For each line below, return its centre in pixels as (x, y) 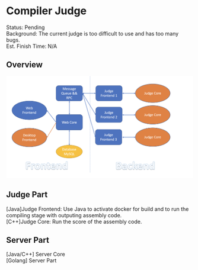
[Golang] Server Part (31, 261)
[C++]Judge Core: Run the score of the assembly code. (74, 221)
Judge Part (27, 195)
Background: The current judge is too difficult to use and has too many (92, 33)
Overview (25, 65)
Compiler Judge (47, 11)
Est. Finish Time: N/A (32, 46)
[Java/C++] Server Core (36, 254)
